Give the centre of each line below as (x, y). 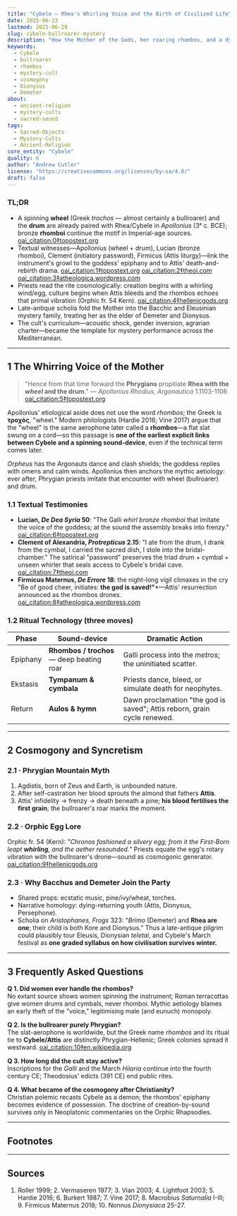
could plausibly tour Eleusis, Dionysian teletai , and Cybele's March (114, 935)
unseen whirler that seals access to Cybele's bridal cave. (101, 565)
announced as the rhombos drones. (69, 594)
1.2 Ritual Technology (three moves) (71, 620)
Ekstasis (25, 684)
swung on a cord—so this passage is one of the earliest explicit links (109, 435)
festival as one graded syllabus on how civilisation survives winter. (117, 943)
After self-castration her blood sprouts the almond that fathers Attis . (117, 793)
